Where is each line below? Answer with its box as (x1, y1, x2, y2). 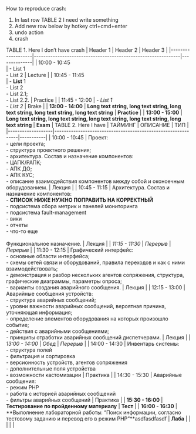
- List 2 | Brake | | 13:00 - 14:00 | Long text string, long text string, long (6, 103, 181, 109)
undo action (14, 29, 44, 36)
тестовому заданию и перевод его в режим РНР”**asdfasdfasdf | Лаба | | (6, 415, 191, 422)
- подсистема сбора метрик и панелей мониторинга (6, 203, 138, 209)
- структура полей (6, 346, 53, 353)
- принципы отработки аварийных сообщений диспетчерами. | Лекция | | (6, 334, 191, 340)
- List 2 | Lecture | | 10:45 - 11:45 (6, 72, 85, 78)
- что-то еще (6, 228, 38, 235)
